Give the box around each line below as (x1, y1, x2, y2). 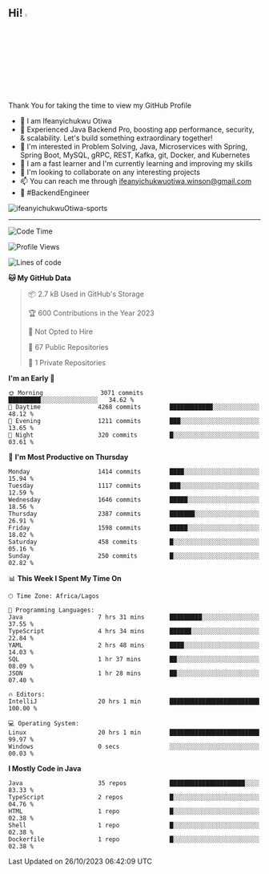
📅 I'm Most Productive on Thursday (8, 452, 129, 461)
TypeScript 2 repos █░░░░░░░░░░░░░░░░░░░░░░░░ (8, 793, 260, 801)
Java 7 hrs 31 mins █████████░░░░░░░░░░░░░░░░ (8, 613, 260, 621)
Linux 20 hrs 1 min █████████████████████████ (8, 728, 260, 737)
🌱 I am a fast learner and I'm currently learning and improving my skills (19, 158, 253, 168)
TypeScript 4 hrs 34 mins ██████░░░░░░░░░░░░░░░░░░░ (8, 627, 260, 635)
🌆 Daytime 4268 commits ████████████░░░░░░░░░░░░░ (8, 403, 260, 411)
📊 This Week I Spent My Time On (8, 573, 122, 583)
